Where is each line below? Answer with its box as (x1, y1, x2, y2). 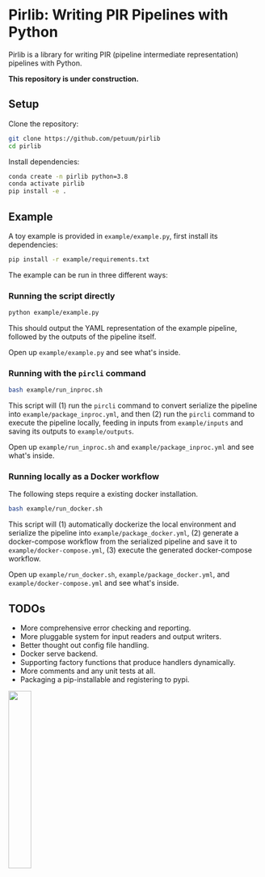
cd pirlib (8, 142, 42, 150)
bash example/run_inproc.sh (8, 386, 103, 394)
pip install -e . (8, 188, 67, 196)
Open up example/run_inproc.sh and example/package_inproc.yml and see (8, 443, 254, 452)
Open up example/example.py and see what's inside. (8, 347, 181, 357)
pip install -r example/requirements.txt (8, 255, 150, 264)
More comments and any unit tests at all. (19, 666, 156, 676)
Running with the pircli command (8, 367, 147, 379)
